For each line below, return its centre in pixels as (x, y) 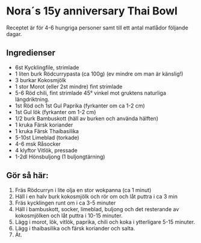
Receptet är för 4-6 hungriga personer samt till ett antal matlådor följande (97, 28)
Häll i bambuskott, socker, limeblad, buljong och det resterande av (97, 209)
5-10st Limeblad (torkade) (47, 137)
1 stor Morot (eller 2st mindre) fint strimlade (69, 86)
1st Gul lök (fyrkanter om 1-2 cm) (55, 112)
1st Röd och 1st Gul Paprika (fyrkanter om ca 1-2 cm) (80, 106)
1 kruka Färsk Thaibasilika (47, 131)
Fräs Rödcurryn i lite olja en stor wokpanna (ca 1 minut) (83, 190)
